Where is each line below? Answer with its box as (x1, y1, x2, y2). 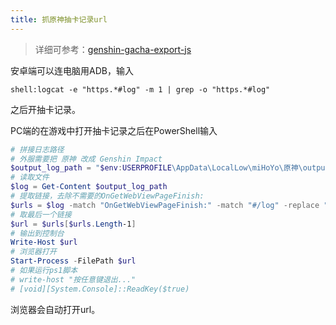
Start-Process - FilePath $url (10, 256, 137, 266)
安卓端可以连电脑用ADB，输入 (10, 64, 134, 76)
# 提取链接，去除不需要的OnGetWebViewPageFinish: (10, 191, 205, 201)
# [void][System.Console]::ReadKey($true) (10, 284, 190, 294)
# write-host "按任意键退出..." (10, 274, 137, 285)
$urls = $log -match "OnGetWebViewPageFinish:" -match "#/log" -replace (10, 200, 320, 210)
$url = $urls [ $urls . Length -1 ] (10, 219, 137, 229)
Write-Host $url (10, 237, 78, 248)
